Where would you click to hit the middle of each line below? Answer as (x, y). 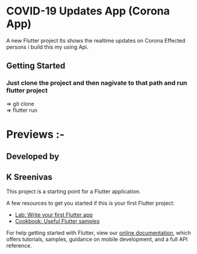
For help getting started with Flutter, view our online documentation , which (99, 233)
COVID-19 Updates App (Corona (88, 11)
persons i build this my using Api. (47, 47)
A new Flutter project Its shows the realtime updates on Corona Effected (96, 40)
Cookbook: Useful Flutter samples (57, 221)
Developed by (33, 157)
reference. (19, 246)
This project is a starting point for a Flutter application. (73, 191)
